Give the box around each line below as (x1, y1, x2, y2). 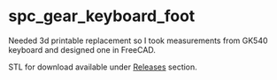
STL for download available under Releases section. (8, 62, 198, 72)
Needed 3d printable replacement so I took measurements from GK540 (8, 35, 268, 46)
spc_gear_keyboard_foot (8, 6, 196, 26)
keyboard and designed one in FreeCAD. (8, 44, 157, 55)
